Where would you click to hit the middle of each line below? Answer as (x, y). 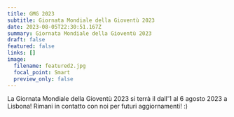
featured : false (31, 46)
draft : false (26, 40)
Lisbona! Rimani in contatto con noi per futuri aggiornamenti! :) (97, 106)
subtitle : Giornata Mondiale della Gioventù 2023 (81, 20)
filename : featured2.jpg (50, 66)
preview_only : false (43, 79)
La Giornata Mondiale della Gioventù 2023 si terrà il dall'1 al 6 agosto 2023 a (117, 99)
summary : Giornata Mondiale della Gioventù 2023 (80, 33)
